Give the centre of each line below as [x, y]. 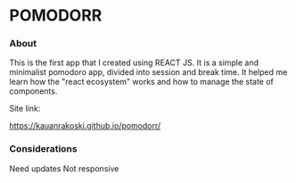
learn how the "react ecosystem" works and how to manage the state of [142, 82]
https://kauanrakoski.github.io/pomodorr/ [85, 126]
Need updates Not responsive [64, 168]
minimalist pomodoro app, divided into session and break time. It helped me [148, 72]
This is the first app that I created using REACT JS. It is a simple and [134, 62]
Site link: [25, 109]
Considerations [43, 149]
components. [33, 91]
